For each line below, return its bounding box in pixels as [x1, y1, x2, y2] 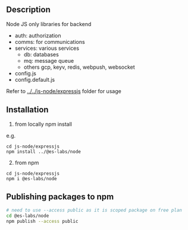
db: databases [23, 50, 59, 58]
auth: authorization [14, 32, 61, 39]
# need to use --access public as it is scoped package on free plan [6, 207, 183, 213]
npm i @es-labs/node [6, 175, 58, 181]
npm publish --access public [6, 219, 79, 225]
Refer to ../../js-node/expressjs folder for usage [6, 87, 122, 94]
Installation [6, 105, 49, 115]
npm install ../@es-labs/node [6, 148, 82, 155]
